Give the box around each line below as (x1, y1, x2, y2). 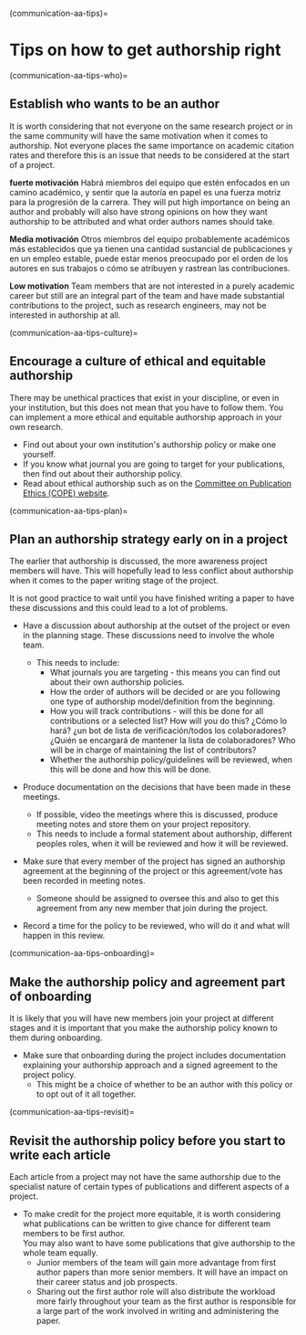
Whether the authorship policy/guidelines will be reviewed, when (49, 754, 293, 765)
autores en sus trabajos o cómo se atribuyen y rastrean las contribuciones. (9, 262, 291, 273)
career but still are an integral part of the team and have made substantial (9, 289, 285, 300)
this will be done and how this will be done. (49, 764, 212, 775)
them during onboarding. (9, 1032, 103, 1044)
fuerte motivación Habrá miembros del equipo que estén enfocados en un (9, 177, 291, 188)
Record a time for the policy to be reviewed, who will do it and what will (22, 920, 290, 931)
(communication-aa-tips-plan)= (9, 505, 128, 516)
